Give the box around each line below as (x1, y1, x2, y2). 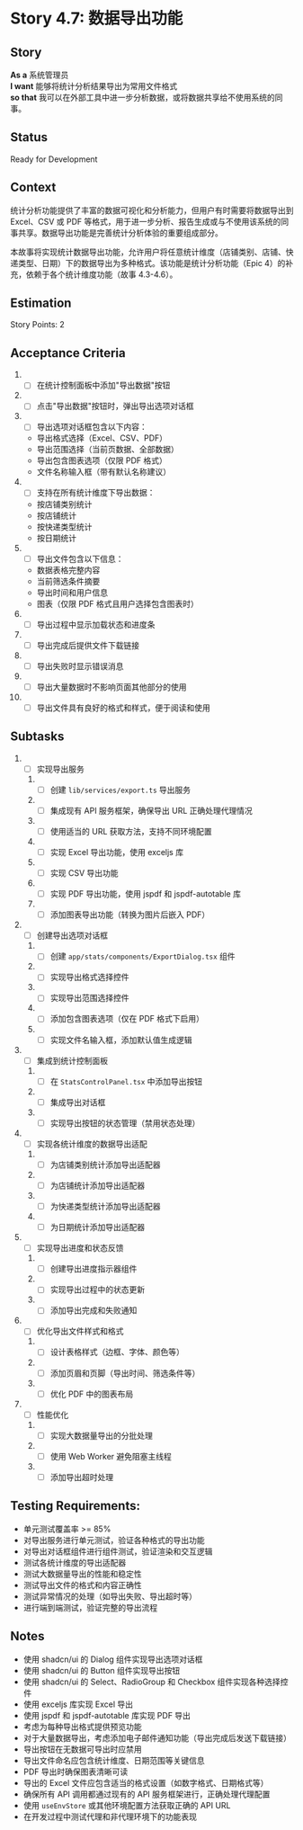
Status (10, 129, 49, 145)
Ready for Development (10, 154, 98, 165)
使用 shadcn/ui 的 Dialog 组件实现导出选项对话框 (22, 1654, 203, 1665)
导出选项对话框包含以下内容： (36, 422, 147, 433)
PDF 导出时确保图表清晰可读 (22, 1766, 129, 1777)
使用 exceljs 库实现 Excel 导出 (22, 1699, 134, 1709)
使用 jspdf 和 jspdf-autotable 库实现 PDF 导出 (22, 1709, 192, 1720)
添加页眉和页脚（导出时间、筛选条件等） (49, 1368, 201, 1379)
